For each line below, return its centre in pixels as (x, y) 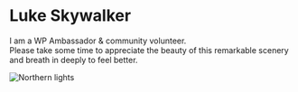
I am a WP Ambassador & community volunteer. (98, 41)
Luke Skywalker (70, 16)
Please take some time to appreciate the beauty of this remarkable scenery (149, 50)
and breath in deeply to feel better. (74, 60)
